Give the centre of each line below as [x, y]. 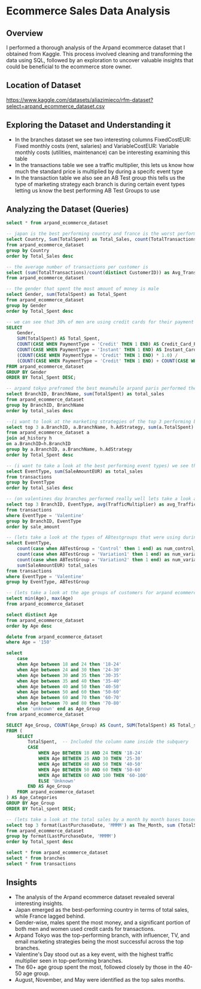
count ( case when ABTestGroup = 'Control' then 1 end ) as [89, 549]
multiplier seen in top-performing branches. [69, 960]
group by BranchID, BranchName [45, 405]
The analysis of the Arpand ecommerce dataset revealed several [95, 897]
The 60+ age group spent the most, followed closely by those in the [98, 967]
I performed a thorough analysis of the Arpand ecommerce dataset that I [96, 47]
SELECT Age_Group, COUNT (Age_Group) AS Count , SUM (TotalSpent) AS [91, 725]
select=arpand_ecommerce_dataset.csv [56, 106]
